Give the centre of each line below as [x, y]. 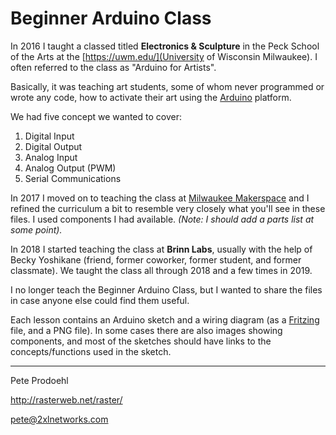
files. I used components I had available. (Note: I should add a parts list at [162, 219]
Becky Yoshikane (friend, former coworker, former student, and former [156, 259]
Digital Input [49, 136]
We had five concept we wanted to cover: [96, 116]
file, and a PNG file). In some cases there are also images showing [146, 330]
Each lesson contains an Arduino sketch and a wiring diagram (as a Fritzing [165, 319]
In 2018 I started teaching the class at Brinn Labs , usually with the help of [161, 249]
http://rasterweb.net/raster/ [66, 399]
